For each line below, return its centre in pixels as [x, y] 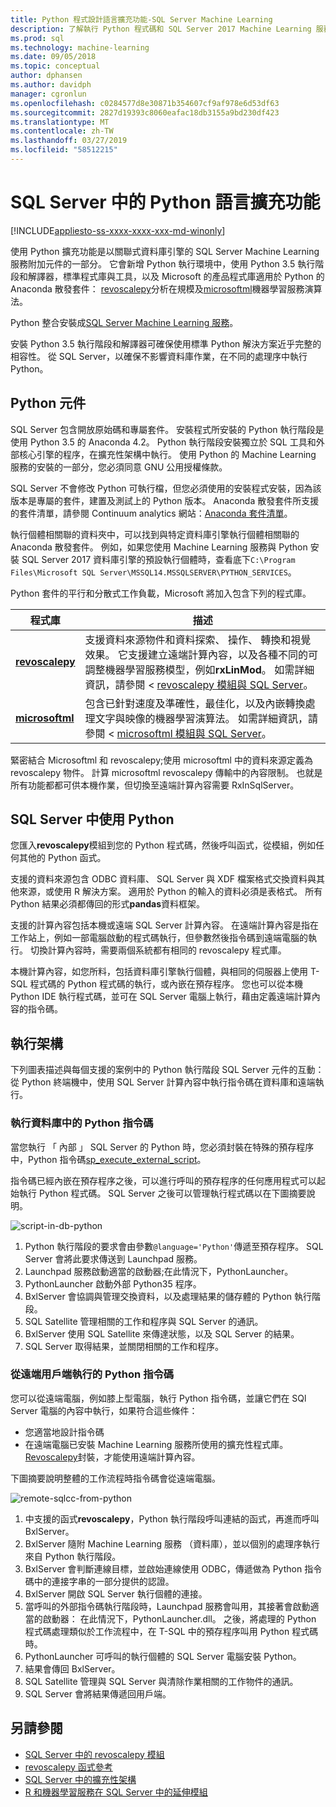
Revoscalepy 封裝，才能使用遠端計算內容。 [112, 1457]
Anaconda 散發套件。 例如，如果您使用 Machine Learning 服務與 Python [159, 547]
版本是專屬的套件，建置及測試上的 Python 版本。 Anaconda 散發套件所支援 [165, 500]
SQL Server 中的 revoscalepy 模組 [94, 1754]
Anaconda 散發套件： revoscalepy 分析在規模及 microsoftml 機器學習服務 [157, 288]
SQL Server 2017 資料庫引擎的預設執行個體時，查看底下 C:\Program [158, 559]
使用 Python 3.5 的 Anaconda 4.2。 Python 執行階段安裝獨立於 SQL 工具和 [163, 442]
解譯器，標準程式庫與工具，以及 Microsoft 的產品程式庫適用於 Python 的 [176, 276]
